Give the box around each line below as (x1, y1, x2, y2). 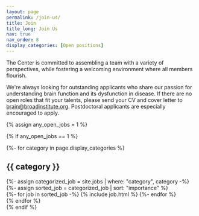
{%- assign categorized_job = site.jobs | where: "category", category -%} (6, 177, 190, 185)
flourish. (6, 72, 27, 79)
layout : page (6, 8, 39, 15)
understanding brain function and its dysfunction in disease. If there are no (6, 90, 192, 97)
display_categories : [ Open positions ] (6, 43, 104, 49)
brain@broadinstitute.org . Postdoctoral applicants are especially (6, 103, 166, 110)
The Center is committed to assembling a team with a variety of (6, 59, 164, 66)
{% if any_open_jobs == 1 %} (6, 132, 78, 139)
